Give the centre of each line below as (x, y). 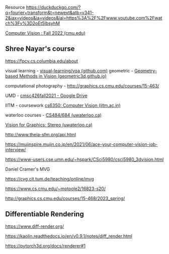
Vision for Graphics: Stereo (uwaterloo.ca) (49, 125)
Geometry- (146, 70)
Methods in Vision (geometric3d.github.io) (63, 76)
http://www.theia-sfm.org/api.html (41, 134)
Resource (15, 7)
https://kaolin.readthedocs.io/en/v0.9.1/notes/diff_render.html (69, 236)
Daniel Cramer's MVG (28, 169)
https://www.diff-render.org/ (35, 226)
